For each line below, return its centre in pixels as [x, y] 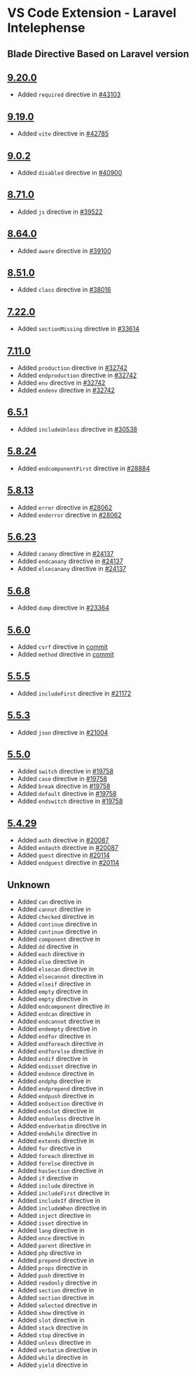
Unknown [29, 885]
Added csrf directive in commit [63, 647]
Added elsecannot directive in [60, 977]
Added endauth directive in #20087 [68, 848]
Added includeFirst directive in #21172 [74, 693]
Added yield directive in [52, 1365]
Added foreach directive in [56, 1156]
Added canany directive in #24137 [65, 554]
